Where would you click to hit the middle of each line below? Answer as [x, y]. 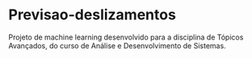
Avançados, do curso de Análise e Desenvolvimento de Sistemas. [117, 45]
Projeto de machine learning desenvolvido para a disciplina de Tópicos [126, 37]
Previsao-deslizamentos [92, 15]
